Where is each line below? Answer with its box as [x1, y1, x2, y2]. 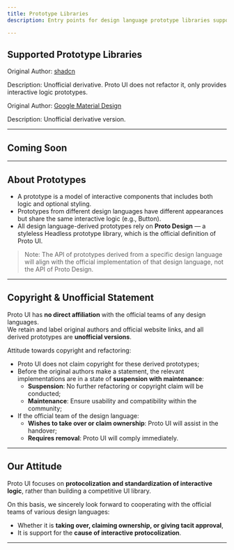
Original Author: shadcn [7, 67, 75, 75]
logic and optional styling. [17, 200, 92, 208]
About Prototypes [7, 174, 86, 186]
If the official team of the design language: [17, 411, 139, 419]
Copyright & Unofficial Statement [7, 292, 155, 304]
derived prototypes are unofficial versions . [7, 332, 132, 341]
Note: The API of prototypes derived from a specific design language [24, 250, 223, 258]
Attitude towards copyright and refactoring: [7, 346, 132, 355]
